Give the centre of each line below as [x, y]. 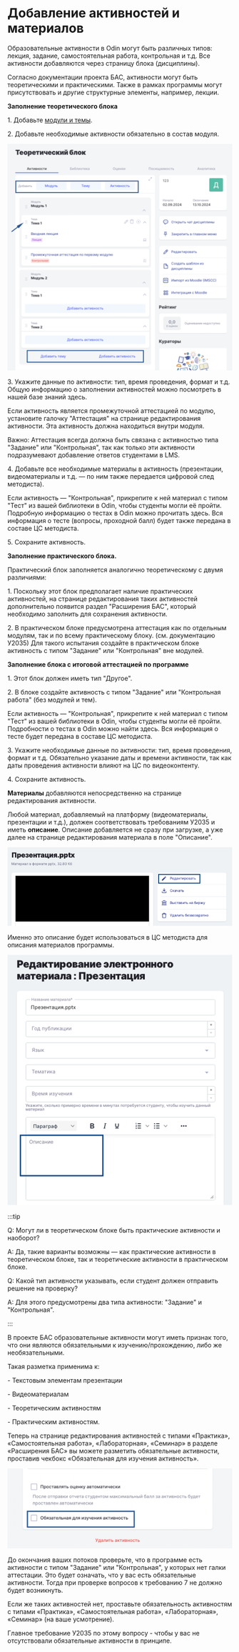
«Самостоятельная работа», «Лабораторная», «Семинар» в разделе [113, 1443]
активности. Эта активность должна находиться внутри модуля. [106, 426]
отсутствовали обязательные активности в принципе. [90, 1641]
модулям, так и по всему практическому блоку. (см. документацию [111, 636]
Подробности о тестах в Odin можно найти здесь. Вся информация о [113, 729]
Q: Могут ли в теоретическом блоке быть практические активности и [114, 1230]
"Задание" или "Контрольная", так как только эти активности [101, 447]
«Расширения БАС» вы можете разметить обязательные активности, [113, 1451]
